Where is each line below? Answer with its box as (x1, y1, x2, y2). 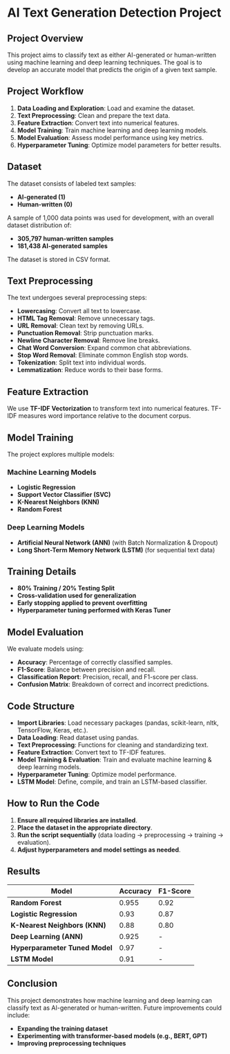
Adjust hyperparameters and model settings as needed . (17, 845, 181, 854)
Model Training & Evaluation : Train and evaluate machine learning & (17, 755, 212, 764)
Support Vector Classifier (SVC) (17, 491, 111, 499)
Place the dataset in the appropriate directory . (17, 823, 153, 832)
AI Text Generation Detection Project (7, 5, 222, 21)
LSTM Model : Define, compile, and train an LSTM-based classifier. (17, 778, 207, 786)
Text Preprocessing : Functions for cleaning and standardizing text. (17, 741, 209, 749)
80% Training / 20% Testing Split (17, 584, 115, 592)
